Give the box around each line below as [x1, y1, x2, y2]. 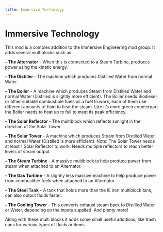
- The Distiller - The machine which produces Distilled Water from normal [5, 74, 153, 79]
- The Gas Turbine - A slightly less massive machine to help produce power [5, 173, 157, 178]
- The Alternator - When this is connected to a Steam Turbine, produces [5, 59, 150, 65]
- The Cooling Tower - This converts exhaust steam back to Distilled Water [5, 202, 155, 208]
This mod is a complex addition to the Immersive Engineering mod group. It [5, 44, 155, 50]
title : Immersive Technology [5, 7, 64, 12]
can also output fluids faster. [5, 192, 62, 198]
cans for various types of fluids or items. [5, 221, 86, 227]
